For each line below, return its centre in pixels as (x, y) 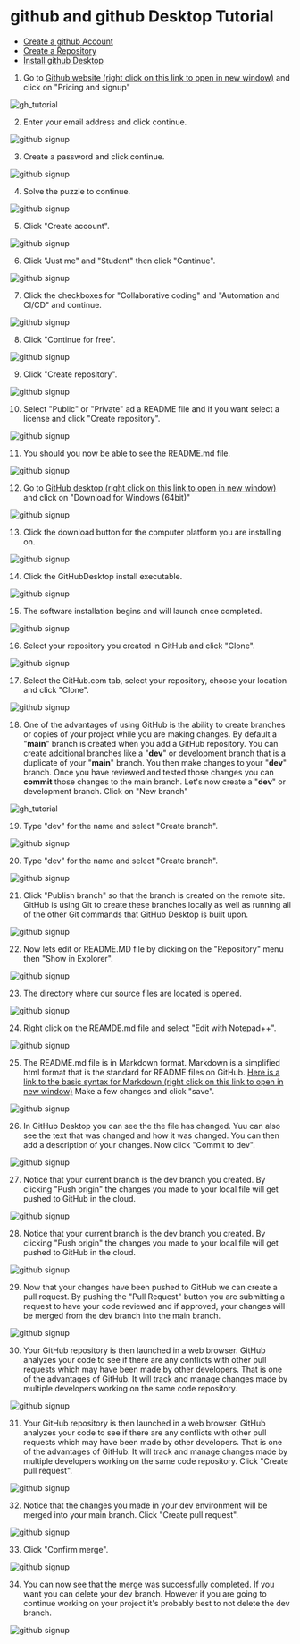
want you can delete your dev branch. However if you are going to (145, 1593)
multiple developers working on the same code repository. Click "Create (156, 1460)
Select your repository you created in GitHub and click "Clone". (139, 646)
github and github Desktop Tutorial (142, 17)
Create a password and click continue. (94, 156)
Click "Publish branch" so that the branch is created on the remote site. (154, 895)
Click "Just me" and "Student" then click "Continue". (119, 261)
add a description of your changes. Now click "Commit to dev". (139, 1144)
